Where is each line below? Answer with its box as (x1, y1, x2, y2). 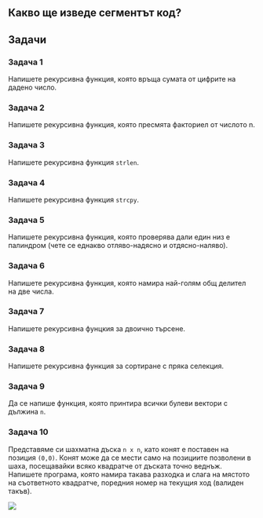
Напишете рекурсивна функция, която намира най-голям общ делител (8, 278, 247, 287)
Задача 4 (8, 177, 46, 188)
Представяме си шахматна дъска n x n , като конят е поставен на (8, 444, 229, 454)
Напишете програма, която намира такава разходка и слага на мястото (8, 469, 250, 479)
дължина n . (8, 407, 46, 417)
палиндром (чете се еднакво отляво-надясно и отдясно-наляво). (8, 241, 228, 250)
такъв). (8, 486, 33, 495)
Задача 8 (8, 343, 46, 354)
